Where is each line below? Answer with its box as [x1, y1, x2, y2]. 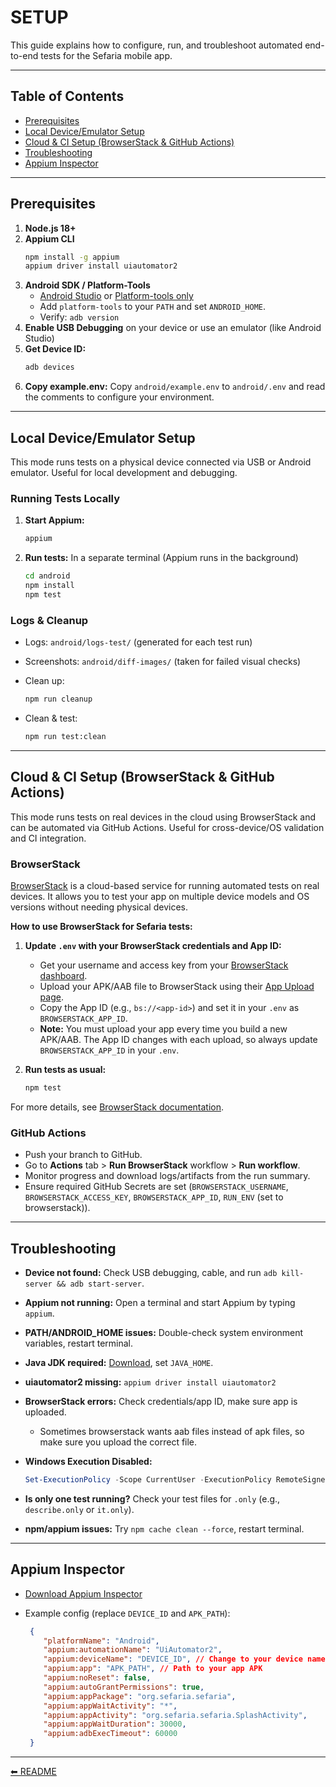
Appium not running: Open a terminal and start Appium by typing [24, 1296, 296, 1308]
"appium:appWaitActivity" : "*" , [43, 1701, 178, 1711]
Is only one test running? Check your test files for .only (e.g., [24, 1492, 281, 1505]
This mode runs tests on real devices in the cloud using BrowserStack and [10, 811, 317, 823]
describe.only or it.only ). [24, 1503, 135, 1515]
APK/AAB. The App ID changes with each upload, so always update [39, 1033, 318, 1045]
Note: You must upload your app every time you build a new [39, 1022, 288, 1035]
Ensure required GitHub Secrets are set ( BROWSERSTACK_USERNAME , [24, 1181, 289, 1193]
